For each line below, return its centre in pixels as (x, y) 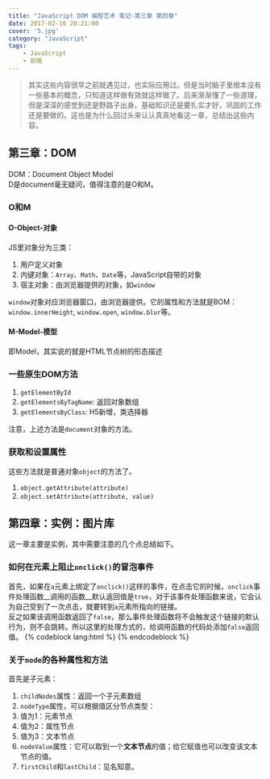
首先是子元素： (33, 679)
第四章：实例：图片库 (61, 523)
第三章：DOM (42, 153)
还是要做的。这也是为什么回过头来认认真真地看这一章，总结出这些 (137, 115)
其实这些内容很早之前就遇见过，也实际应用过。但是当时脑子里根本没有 (145, 85)
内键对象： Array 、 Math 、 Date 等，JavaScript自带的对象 (111, 274)
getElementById (46, 393)
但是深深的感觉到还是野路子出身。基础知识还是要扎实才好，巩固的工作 (145, 105)
